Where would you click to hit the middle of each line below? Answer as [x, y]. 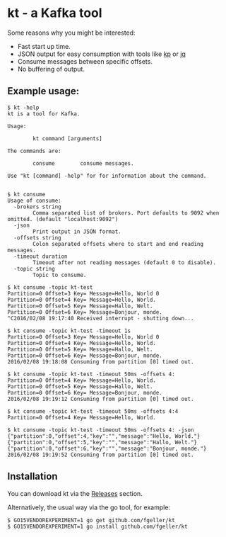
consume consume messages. [83, 163]
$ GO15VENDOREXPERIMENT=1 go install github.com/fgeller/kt [98, 526]
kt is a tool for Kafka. [44, 114]
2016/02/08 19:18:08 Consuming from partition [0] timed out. [101, 362]
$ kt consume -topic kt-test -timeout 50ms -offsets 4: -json [101, 430]
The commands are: [34, 151]
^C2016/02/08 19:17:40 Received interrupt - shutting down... [101, 318]
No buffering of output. [51, 69]
